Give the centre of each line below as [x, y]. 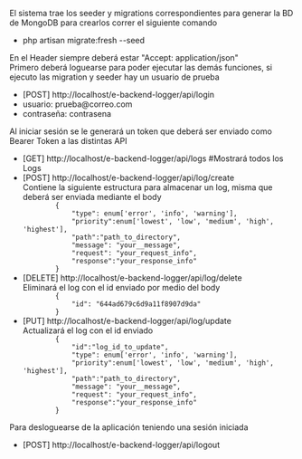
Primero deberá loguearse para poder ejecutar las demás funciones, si [141, 67]
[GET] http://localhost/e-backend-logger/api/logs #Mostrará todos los [153, 158]
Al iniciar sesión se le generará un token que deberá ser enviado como [141, 131]
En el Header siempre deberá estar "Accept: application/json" [124, 57]
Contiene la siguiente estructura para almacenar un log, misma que [147, 187]
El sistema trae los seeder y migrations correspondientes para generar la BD [151, 13]
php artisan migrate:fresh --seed [84, 40]
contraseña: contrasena [66, 114]
